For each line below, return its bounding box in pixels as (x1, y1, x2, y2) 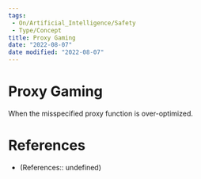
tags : (8, 11, 26, 20)
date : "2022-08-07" (8, 41, 73, 49)
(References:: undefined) (19, 162, 101, 172)
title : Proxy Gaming (8, 33, 77, 42)
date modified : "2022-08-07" (8, 48, 104, 56)
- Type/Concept (11, 26, 62, 34)
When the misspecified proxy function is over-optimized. (8, 109, 194, 118)
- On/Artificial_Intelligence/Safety (11, 19, 136, 27)
